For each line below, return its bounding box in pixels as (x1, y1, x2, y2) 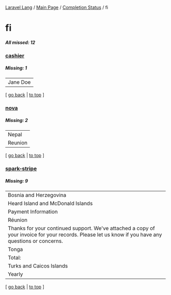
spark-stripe (5, 165, 37, 172)
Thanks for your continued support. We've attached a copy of (8, 225, 155, 232)
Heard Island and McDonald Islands (8, 200, 93, 207)
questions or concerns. (8, 237, 63, 244)
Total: (8, 254, 21, 261)
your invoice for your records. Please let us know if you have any (8, 231, 162, 238)
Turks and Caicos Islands (8, 262, 68, 269)
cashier (5, 52, 24, 59)
